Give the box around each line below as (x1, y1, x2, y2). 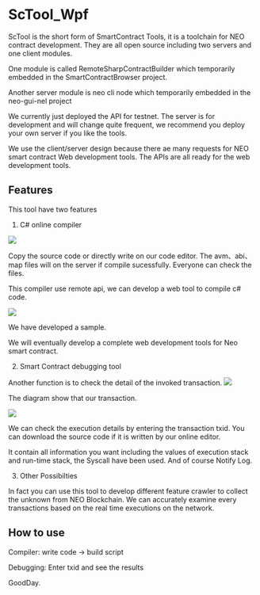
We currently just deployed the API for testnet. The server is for (8, 111, 216, 120)
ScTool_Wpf (8, 6, 89, 24)
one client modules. (8, 48, 73, 58)
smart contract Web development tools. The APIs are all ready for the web (8, 152, 250, 162)
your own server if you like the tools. (8, 128, 128, 138)
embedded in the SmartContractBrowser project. (8, 72, 168, 82)
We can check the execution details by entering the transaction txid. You (8, 423, 245, 433)
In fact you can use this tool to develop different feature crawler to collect (8, 486, 248, 496)
